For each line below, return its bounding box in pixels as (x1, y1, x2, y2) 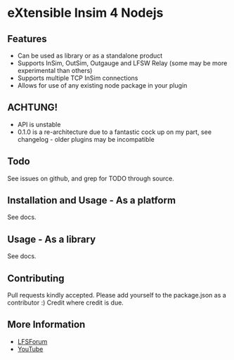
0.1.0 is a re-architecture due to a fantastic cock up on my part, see (17, 128, 212, 136)
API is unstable (17, 120, 61, 128)
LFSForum (17, 337, 48, 345)
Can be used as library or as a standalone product (17, 51, 163, 60)
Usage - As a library (7, 233, 96, 245)
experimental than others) (17, 67, 93, 74)
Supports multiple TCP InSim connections (17, 74, 138, 82)
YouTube (17, 345, 44, 353)
